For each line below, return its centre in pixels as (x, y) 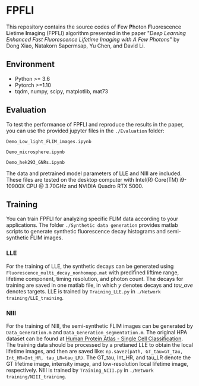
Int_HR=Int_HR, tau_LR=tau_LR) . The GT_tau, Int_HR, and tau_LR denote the (99, 357)
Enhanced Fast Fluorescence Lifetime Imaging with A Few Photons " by (93, 39)
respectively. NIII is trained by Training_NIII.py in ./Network (80, 370)
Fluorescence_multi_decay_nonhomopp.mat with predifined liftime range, (93, 272)
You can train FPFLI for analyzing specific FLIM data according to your (92, 219)
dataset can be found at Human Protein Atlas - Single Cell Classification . (94, 338)
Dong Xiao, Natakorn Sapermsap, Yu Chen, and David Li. (76, 46)
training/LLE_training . (35, 298)
